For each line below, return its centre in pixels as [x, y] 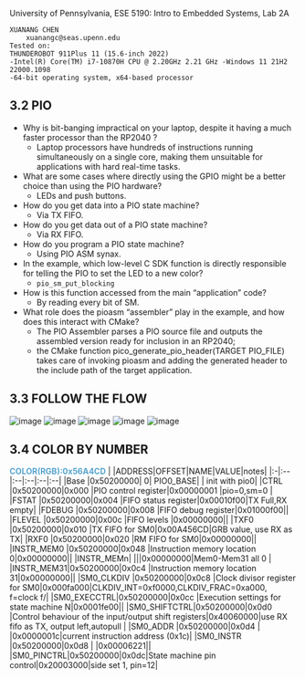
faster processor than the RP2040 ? [90, 137]
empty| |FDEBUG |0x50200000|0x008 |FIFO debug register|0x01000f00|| [149, 510]
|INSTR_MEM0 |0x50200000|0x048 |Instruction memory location [133, 549]
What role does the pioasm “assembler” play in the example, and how [153, 312]
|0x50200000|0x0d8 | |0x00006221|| [80, 646]
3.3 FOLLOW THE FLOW [79, 399]
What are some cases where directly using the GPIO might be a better [154, 176]
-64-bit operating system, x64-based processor [102, 78]
